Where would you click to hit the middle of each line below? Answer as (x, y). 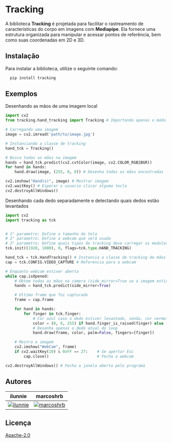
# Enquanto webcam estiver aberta (42, 271)
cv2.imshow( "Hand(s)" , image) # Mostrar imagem (57, 181)
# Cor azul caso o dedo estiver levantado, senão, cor (92, 318)
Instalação (23, 56)
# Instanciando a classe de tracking (46, 144)
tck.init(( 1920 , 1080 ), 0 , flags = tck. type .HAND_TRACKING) (68, 248)
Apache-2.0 (18, 435)
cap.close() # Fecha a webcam (79, 356)
